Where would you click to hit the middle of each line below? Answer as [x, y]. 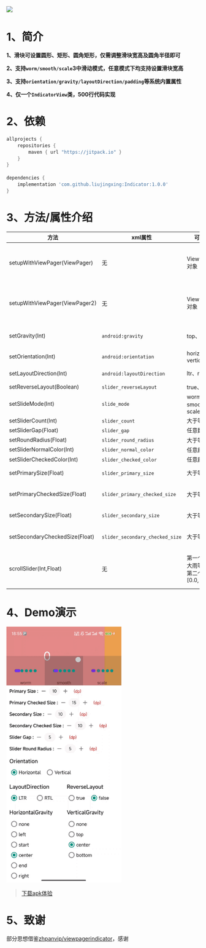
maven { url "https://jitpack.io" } [75, 152]
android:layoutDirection [134, 374]
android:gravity [123, 336]
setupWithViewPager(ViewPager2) [53, 303]
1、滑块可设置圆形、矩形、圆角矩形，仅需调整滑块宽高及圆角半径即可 [93, 55]
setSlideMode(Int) [32, 403]
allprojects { [25, 139]
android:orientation [128, 357]
